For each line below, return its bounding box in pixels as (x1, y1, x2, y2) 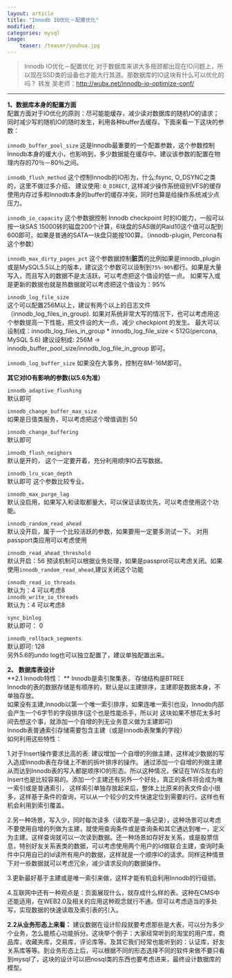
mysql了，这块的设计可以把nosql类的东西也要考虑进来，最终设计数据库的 (12, 955, 222, 963)
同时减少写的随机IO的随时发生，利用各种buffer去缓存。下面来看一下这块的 (7, 118, 219, 126)
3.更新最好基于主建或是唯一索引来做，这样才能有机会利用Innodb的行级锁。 (7, 874, 220, 882)
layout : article (7, 10, 54, 17)
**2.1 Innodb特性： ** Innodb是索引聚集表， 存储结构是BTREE (7, 675, 184, 682)
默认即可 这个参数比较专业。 (7, 478, 88, 485)
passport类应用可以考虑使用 (7, 536, 88, 544)
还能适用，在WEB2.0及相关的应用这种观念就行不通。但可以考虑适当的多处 (7, 897, 217, 905)
